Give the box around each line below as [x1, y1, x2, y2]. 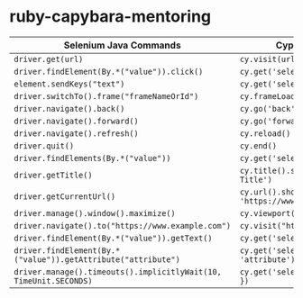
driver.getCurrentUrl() [14, 191, 116, 202]
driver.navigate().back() [14, 104, 125, 113]
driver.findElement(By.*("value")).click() [14, 66, 204, 77]
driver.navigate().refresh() [14, 128, 139, 139]
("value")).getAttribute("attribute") [14, 254, 180, 265]
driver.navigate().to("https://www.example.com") [14, 221, 232, 230]
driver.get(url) [14, 54, 84, 64]
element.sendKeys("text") [14, 78, 125, 89]
